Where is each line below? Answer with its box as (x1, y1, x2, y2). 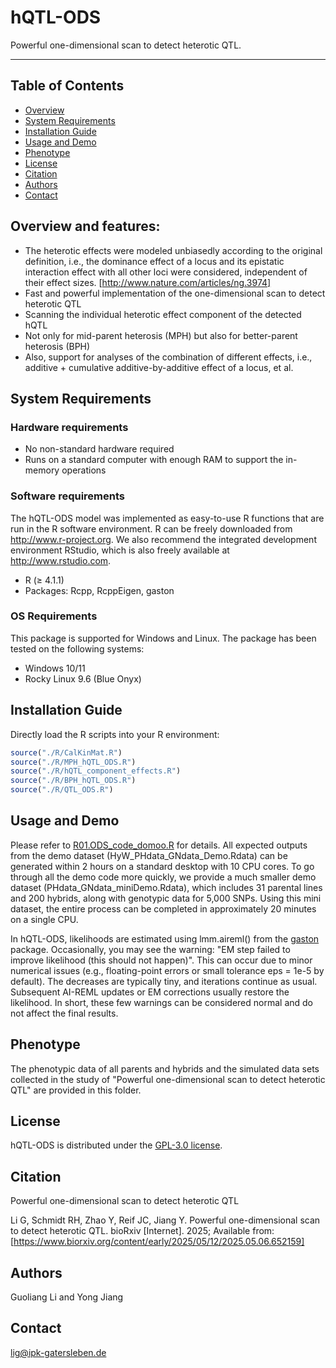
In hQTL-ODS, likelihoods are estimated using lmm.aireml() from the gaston (10, 932, 320, 945)
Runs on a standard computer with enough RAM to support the (24, 454, 284, 466)
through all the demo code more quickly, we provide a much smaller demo (10, 871, 317, 883)
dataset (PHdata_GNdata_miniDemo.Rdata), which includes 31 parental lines (10, 881, 323, 893)
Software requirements (10, 489, 126, 503)
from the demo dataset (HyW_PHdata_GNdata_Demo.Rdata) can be (10, 849, 288, 861)
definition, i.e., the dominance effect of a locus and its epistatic (24, 255, 285, 267)
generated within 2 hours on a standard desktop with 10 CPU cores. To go (10, 860, 315, 872)
